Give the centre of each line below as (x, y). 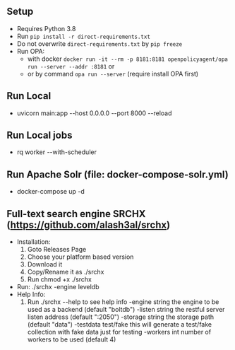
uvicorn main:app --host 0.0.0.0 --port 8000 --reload (94, 113)
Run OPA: (31, 51)
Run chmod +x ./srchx (60, 279)
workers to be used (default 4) (72, 339)
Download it (45, 264)
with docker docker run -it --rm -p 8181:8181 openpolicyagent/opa (128, 59)
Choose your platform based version (80, 257)
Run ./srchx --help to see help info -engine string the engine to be (123, 302)
